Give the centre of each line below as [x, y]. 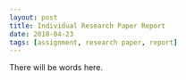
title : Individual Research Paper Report [88, 26]
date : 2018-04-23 [42, 34]
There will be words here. [56, 68]
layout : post [34, 17]
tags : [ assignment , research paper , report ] [93, 42]
